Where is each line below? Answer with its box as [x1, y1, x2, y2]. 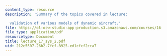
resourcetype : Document [5, 34, 55, 39]
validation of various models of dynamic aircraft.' [9, 21, 121, 26]
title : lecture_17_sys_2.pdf [5, 39, 66, 44]
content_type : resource [5, 7, 55, 12]
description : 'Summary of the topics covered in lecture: [5, 12, 128, 17]
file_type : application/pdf [5, 30, 64, 35]
